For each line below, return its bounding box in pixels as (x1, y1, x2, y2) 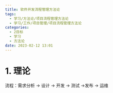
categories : (5, 25, 29, 30)
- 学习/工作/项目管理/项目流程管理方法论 (9, 20, 82, 26)
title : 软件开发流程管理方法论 (5, 7, 60, 12)
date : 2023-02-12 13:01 (5, 43, 53, 48)
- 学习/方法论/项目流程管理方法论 (9, 16, 69, 21)
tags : (5, 12, 16, 16)
